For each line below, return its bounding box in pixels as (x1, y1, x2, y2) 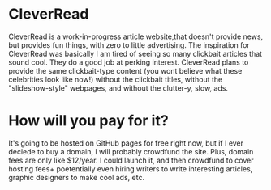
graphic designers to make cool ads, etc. (8, 172, 144, 182)
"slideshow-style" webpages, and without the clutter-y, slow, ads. (8, 82, 229, 93)
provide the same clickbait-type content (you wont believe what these (8, 65, 243, 75)
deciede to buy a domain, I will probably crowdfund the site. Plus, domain (8, 146, 254, 156)
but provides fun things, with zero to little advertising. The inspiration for (8, 40, 250, 49)
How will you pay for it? (8, 112, 169, 130)
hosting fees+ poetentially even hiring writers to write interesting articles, (8, 163, 253, 174)
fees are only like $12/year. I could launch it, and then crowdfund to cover (8, 155, 254, 165)
